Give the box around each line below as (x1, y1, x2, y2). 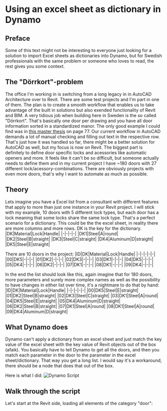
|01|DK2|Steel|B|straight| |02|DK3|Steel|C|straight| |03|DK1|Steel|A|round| (5, 292, 158, 298)
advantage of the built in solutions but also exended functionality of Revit (5, 107, 156, 113)
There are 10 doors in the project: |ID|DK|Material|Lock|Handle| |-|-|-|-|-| (5, 251, 155, 257)
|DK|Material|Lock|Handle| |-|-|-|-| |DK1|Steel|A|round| (5, 230, 118, 236)
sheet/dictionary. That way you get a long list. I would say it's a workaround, (5, 357, 162, 363)
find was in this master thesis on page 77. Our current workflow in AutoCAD (5, 128, 161, 134)
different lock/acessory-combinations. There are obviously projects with (5, 165, 154, 171)
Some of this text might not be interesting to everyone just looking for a (5, 48, 152, 53)
